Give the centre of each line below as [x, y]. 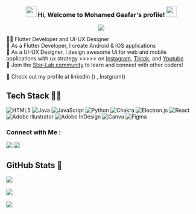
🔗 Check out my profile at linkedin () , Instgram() [66, 77]
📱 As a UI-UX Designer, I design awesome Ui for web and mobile [87, 52]
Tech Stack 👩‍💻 [34, 96]
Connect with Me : [34, 132]
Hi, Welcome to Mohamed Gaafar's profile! [101, 15]
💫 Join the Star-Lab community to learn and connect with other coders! [95, 65]
